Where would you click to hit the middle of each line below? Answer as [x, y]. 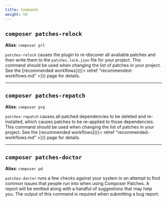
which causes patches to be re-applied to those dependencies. [89, 122]
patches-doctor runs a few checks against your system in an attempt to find [83, 178]
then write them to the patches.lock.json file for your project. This [73, 60]
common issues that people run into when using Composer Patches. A [77, 183]
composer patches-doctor [44, 157]
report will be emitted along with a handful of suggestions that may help [79, 189]
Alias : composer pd [24, 168]
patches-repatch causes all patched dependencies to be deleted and [76, 117]
